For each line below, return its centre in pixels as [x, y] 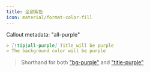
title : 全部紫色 [25, 12]
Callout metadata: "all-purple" [43, 34]
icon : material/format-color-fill [49, 17]
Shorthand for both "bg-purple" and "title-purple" [82, 62]
